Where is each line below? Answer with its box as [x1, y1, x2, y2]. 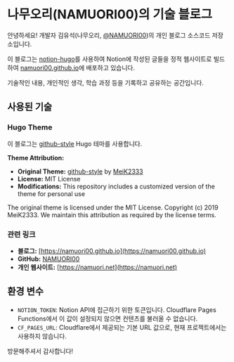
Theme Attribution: [7, 153, 65, 162]
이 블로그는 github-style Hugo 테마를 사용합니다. [7, 139, 143, 148]
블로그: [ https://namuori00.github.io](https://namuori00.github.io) [17, 247, 206, 255]
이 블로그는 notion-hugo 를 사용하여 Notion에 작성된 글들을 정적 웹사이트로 [7, 54, 212, 63]
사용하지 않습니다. [17, 332, 67, 340]
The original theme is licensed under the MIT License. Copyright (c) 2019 [7, 203, 219, 212]
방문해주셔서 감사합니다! [7, 347, 74, 355]
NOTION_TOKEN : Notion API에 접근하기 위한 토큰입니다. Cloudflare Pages [17, 305, 216, 313]
